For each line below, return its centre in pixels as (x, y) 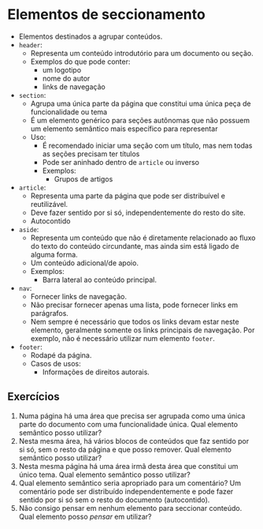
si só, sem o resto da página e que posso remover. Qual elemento (125, 449)
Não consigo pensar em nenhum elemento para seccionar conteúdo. (130, 508)
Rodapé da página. (61, 355)
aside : (29, 229)
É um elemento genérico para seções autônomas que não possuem (140, 120)
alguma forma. (54, 254)
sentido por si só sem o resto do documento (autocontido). (114, 500)
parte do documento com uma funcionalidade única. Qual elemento (128, 424)
